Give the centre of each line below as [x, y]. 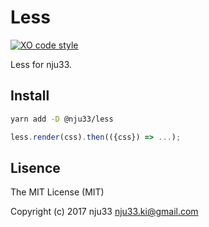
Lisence [35, 167]
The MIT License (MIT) [57, 192]
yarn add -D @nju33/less [62, 119]
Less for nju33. [41, 64]
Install [30, 96]
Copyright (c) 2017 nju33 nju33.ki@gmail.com [104, 212]
